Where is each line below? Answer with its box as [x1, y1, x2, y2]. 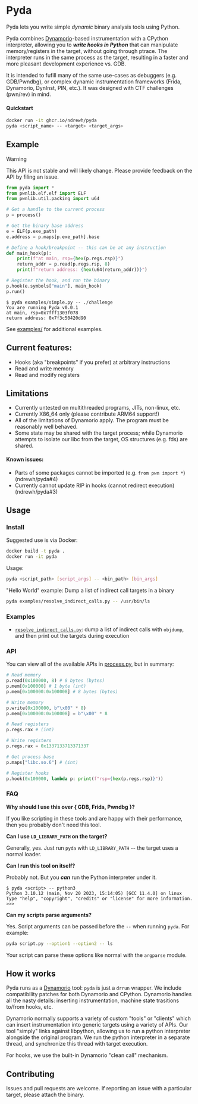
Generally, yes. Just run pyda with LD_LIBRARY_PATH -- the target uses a [6, 844, 178, 852]
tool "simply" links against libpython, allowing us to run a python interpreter [6, 1028, 191, 1035]
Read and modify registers [14, 371, 80, 378]
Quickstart [6, 104, 34, 111]
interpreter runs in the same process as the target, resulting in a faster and [6, 54, 188, 61]
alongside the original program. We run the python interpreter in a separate [6, 1034, 190, 1041]
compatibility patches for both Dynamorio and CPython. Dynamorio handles [6, 991, 192, 998]
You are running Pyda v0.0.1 [6, 304, 78, 310]
